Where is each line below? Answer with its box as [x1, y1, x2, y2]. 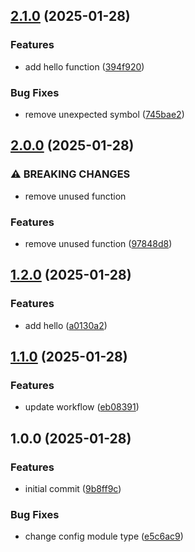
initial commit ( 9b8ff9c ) [24, 483, 122, 495]
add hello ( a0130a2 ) [24, 319, 108, 331]
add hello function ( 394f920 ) [24, 60, 145, 73]
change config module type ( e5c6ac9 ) [24, 530, 184, 543]
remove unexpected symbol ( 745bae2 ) [24, 108, 185, 120]
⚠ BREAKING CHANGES [10, 167, 131, 181]
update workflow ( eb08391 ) [24, 401, 140, 413]
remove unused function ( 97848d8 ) [24, 237, 173, 249]
